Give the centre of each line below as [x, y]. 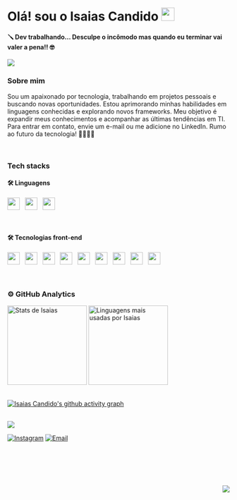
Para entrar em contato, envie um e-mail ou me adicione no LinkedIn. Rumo [117, 126]
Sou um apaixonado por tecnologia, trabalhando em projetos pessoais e [112, 96]
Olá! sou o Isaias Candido [83, 17]
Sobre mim [26, 81]
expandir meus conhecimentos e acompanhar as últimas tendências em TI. [116, 118]
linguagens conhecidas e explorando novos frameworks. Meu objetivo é [112, 111]
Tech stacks [29, 166]
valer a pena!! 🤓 [31, 47]
